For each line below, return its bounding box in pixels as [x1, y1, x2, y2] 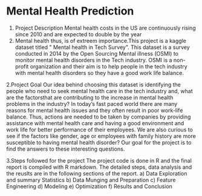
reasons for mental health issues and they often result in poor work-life [6, 106, 183, 114]
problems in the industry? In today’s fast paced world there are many [6, 100, 178, 107]
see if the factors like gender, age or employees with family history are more [6, 132, 197, 140]
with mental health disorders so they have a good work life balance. [15, 69, 184, 76]
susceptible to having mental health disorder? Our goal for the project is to [6, 139, 192, 146]
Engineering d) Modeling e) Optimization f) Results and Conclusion [6, 183, 172, 190]
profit [15, 62, 29, 70]
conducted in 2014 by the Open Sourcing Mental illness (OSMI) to [15, 50, 178, 57]
